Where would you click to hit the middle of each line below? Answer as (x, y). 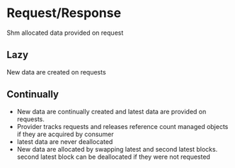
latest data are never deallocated (65, 141)
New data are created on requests (57, 72)
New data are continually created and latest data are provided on (111, 111)
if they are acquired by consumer (65, 134)
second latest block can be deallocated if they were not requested (113, 157)
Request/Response (64, 13)
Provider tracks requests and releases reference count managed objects (122, 126)
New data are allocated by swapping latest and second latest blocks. (117, 149)
